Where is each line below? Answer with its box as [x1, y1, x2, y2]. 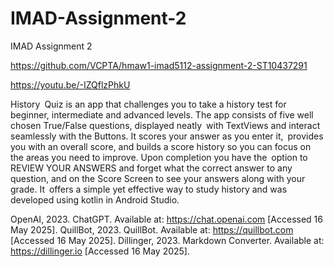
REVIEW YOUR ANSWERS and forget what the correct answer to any [10, 162, 293, 174]
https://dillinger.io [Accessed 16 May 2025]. [10, 245, 190, 257]
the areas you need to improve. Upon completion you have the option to [10, 151, 308, 163]
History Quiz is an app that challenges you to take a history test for [10, 98, 287, 110]
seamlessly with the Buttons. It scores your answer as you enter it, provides [10, 130, 324, 142]
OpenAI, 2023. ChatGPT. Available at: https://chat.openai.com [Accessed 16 [10, 213, 323, 225]
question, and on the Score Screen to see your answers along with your [10, 172, 306, 184]
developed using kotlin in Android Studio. [10, 193, 180, 206]
